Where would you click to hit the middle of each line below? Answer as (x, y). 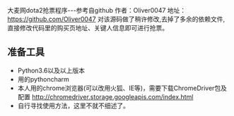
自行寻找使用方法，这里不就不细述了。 (73, 105)
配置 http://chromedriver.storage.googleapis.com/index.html (105, 96)
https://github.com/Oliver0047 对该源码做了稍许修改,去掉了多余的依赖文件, (116, 19)
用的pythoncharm (43, 79)
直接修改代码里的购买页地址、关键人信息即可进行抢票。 (88, 28)
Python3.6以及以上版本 (51, 70)
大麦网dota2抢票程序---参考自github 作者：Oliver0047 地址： (97, 10)
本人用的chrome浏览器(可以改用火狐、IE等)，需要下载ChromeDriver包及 (122, 88)
